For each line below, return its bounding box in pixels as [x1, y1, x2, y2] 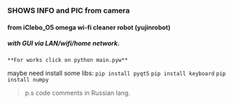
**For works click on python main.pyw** [7, 57, 129, 64]
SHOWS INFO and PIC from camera [7, 6, 130, 15]
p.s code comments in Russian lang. [24, 89, 131, 97]
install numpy [7, 77, 50, 84]
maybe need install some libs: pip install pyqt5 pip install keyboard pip [7, 69, 227, 77]
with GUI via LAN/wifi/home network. [7, 39, 120, 48]
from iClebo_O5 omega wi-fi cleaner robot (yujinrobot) [7, 23, 171, 32]
